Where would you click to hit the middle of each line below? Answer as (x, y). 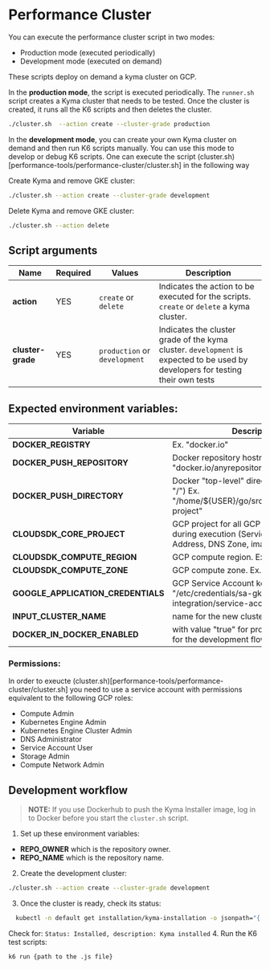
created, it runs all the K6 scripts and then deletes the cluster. (110, 109)
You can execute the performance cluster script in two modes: (112, 37)
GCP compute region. (213, 558)
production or (125, 351)
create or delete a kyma (205, 307)
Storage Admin (45, 756)
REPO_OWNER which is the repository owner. (95, 849)
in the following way (217, 165)
